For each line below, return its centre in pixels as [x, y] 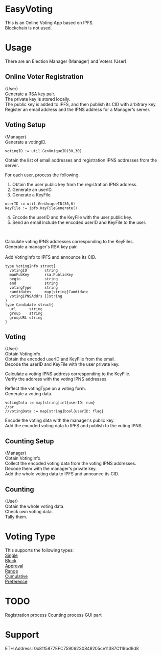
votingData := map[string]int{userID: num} [50, 403]
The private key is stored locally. [38, 99]
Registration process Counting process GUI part [53, 615]
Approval [14, 566]
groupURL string [26, 318]
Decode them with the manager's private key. [51, 469]
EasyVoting [29, 9]
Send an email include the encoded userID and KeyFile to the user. [79, 222]
